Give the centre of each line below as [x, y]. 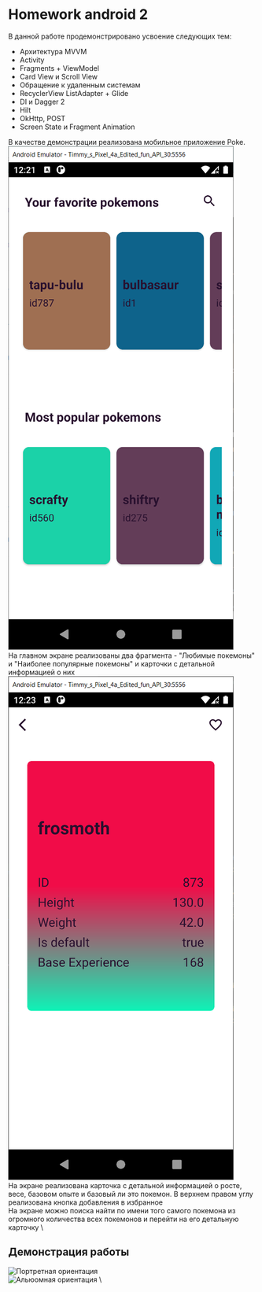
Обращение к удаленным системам [80, 85]
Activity [32, 60]
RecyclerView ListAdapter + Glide [74, 93]
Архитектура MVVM [53, 51]
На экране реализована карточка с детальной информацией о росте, [125, 1185]
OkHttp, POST [42, 118]
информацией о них [42, 672]
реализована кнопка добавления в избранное [86, 1202]
